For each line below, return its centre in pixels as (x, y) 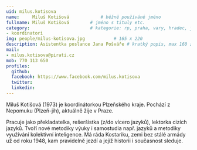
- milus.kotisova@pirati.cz (40, 55)
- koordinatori (25, 33)
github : (21, 71)
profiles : (18, 66)
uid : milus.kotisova (31, 11)
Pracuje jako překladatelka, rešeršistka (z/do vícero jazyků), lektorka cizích (97, 122)
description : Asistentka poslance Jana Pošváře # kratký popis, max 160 (97, 45)
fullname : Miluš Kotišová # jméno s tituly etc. (76, 22)
